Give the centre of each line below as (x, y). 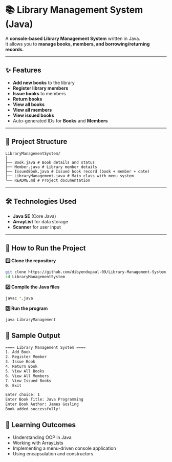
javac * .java (19, 298)
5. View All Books (25, 371)
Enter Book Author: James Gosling (42, 404)
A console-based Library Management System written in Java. (73, 38)
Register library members (40, 88)
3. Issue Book (20, 362)
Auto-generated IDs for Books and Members (60, 120)
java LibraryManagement (31, 320)
